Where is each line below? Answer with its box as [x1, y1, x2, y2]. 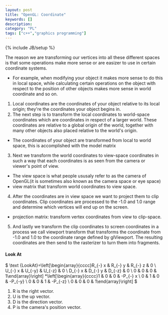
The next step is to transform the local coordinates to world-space [12, 111, 150, 117]
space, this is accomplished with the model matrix [12, 143, 116, 149]
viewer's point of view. [12, 163, 59, 169]
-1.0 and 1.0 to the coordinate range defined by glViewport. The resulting [12, 234, 163, 240]
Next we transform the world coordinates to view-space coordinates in [12, 152, 159, 158]
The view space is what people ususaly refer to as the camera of [12, 173, 146, 179]
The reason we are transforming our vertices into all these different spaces [5, 54, 160, 60]
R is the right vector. [12, 288, 54, 294]
